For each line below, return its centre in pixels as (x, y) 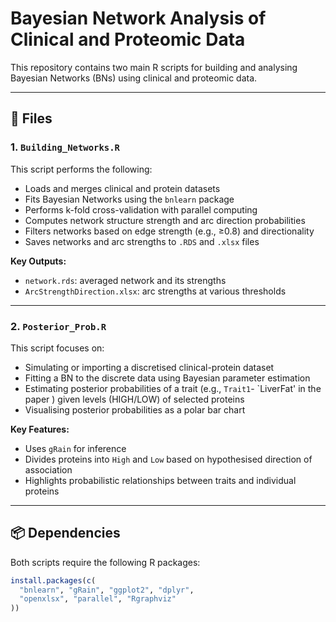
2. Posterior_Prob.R (58, 326)
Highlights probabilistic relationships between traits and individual (160, 480)
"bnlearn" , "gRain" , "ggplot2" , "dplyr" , (107, 590)
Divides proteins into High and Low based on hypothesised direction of (168, 459)
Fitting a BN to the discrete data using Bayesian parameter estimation (167, 378)
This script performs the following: (81, 169)
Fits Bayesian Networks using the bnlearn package (129, 199)
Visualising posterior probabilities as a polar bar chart (135, 409)
